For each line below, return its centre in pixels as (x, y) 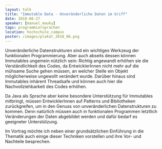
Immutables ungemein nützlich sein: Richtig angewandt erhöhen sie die (77, 61)
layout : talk (18, 9)
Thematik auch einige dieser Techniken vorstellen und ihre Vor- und (73, 136)
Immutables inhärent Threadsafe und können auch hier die (64, 81)
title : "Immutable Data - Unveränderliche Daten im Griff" (66, 14)
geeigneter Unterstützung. (32, 121)
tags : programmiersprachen (32, 28)
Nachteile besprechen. (28, 141)
